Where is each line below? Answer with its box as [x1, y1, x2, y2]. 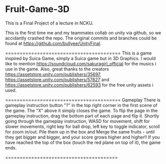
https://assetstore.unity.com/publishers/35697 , [5, 71, 102, 77]
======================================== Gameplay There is [5, 96, 161, 103]
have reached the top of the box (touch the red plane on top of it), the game [5, 139, 161, 145]
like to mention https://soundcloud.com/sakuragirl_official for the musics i [5, 60, 157, 66]
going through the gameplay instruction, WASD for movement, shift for [5, 118, 150, 124]
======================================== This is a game [5, 50, 152, 56]
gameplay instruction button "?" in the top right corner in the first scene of [5, 102, 158, 108]
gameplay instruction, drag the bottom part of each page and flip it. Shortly [5, 112, 160, 118]
